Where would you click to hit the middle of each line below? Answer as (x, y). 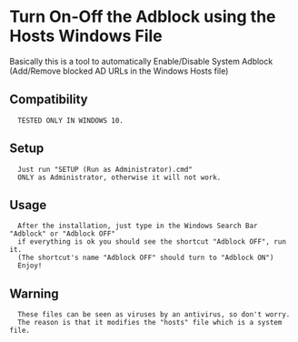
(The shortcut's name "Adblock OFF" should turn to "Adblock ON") (146, 258)
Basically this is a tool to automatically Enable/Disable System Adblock (141, 61)
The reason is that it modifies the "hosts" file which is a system (150, 323)
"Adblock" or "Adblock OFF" (63, 234)
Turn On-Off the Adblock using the (143, 17)
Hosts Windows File (86, 36)
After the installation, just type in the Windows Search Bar (138, 226)
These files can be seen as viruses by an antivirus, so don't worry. (154, 315)
